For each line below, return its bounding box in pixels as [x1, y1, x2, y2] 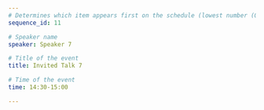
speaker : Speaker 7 [8, 40, 72, 48]
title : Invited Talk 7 [8, 62, 82, 70]
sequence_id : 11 [8, 19, 61, 27]
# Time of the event [8, 76, 76, 84]
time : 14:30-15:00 [8, 83, 68, 91]
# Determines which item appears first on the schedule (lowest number [8, 11, 247, 20]
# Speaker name [8, 33, 58, 41]
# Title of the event [8, 54, 79, 63]
